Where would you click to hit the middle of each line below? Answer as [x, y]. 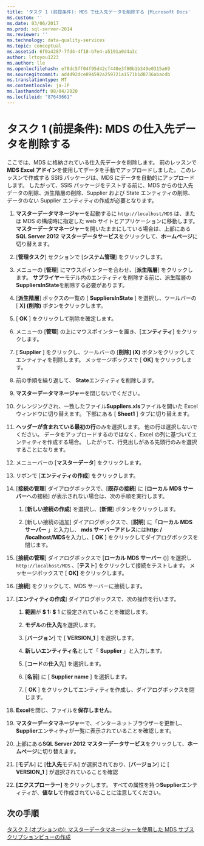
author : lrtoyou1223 [33, 57]
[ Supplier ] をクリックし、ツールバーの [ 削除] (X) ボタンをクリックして [105, 352]
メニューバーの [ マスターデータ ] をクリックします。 [80, 462]
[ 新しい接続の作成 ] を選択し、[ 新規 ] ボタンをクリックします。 [102, 509]
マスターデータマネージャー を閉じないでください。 [79, 393]
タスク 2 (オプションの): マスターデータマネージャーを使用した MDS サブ [98, 829]
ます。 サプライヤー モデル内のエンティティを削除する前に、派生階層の [104, 277]
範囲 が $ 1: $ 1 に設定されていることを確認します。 [88, 612]
